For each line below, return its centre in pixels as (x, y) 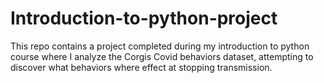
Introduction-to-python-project (144, 18)
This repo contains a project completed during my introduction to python (160, 46)
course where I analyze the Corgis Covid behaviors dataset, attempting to (162, 56)
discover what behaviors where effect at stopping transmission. (141, 67)
